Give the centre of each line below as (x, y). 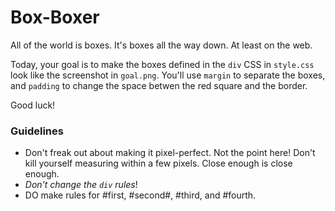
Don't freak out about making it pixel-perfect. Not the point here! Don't (170, 153)
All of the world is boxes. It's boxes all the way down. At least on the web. (161, 45)
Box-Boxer (55, 17)
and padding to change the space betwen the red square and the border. (159, 85)
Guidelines (37, 131)
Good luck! (33, 105)
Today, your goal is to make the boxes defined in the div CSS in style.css (162, 64)
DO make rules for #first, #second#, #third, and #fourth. (140, 195)
